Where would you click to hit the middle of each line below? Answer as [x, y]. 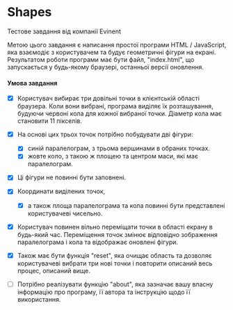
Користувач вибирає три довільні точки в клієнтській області [109, 99]
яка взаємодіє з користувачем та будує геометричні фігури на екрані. [112, 52]
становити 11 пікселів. [49, 121]
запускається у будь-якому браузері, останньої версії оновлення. [105, 67]
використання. [39, 299]
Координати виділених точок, [61, 191]
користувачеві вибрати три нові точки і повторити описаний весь [115, 263]
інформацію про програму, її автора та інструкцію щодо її [104, 292]
